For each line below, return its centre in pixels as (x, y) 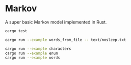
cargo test (16, 31)
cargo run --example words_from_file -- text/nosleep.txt (65, 40)
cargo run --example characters (38, 49)
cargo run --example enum (31, 53)
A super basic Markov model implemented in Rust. (56, 22)
